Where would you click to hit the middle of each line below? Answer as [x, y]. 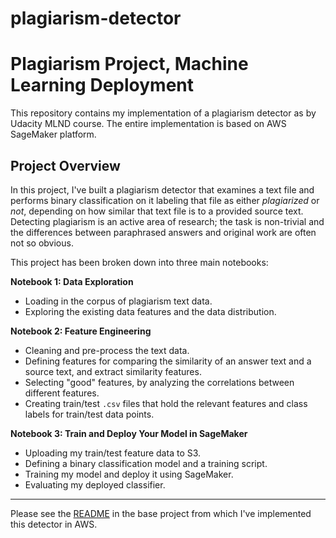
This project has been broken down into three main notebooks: [139, 262]
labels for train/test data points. [89, 414]
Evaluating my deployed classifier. [95, 484]
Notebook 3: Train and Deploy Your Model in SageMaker [129, 433]
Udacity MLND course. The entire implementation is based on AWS [148, 124]
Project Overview [65, 165]
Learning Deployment [102, 85]
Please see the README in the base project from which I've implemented [161, 513]
